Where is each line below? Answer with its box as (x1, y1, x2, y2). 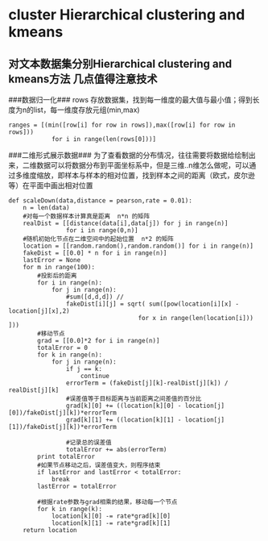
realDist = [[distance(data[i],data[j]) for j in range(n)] (23, 219, 229, 227)
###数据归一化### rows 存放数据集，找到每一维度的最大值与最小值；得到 (8, 95, 254, 104)
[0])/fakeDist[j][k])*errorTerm (8, 409, 117, 417)
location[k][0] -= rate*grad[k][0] (51, 512, 171, 520)
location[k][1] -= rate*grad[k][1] (51, 519, 171, 527)
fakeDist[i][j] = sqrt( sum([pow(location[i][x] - (65, 300, 240, 308)
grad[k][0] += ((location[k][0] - (65, 402, 182, 410)
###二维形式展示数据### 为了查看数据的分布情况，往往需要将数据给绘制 (8, 151, 249, 160)
